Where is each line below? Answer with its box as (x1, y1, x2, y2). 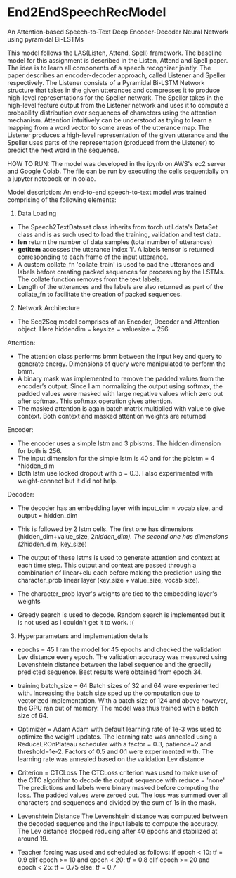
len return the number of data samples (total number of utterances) (17, 237, 213, 246)
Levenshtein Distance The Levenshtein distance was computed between (17, 812, 228, 820)
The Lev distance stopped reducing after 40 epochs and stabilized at (17, 827, 218, 835)
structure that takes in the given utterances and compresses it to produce (7, 86, 221, 94)
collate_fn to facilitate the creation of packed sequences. (17, 290, 183, 298)
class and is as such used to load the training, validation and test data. (17, 230, 221, 238)
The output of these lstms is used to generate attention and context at (17, 553, 220, 561)
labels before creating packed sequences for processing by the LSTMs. (17, 267, 225, 276)
